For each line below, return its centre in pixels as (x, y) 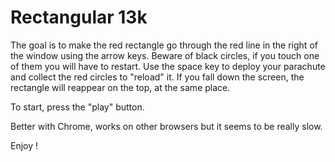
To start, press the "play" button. (77, 107)
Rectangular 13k (79, 17)
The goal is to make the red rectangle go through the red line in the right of (164, 45)
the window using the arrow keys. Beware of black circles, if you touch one (165, 55)
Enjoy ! (24, 145)
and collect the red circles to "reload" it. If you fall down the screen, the (157, 77)
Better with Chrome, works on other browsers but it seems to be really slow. (166, 126)
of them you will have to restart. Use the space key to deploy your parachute (168, 66)
